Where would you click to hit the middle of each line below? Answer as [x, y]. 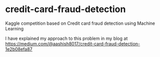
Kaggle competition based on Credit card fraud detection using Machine [80, 23]
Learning [15, 28]
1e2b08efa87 [19, 49]
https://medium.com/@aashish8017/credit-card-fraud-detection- [73, 43]
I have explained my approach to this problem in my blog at [66, 38]
